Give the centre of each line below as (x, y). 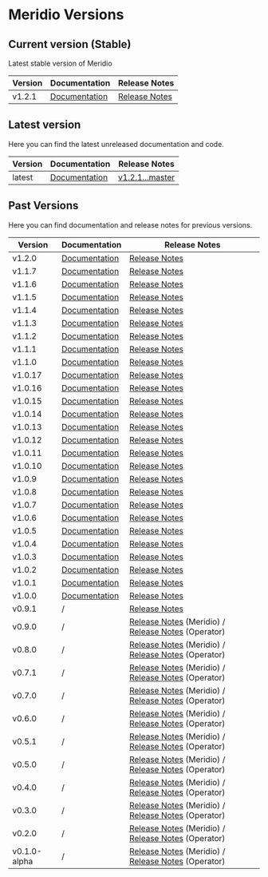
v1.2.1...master (147, 177)
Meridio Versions (66, 15)
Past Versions (43, 206)
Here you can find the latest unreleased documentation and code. (116, 144)
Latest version (45, 125)
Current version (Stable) (70, 44)
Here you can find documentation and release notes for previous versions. (130, 224)
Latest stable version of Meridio (61, 63)
